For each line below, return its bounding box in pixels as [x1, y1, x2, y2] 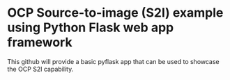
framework [7, 35, 72, 50]
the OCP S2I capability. [7, 65, 74, 73]
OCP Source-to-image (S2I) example [7, 5, 224, 21]
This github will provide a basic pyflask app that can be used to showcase [7, 57, 220, 65]
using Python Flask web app [7, 19, 174, 35]
